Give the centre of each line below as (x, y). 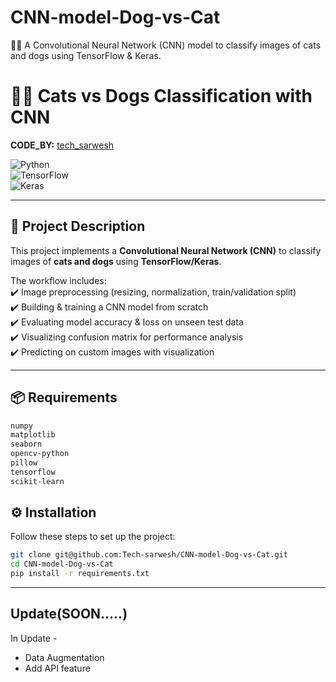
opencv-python (40, 454)
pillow (24, 463)
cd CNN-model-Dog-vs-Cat (62, 564)
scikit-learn (37, 481)
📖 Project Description (78, 226)
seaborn (26, 444)
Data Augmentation (64, 657)
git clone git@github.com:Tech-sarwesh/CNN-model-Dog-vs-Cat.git (149, 555)
